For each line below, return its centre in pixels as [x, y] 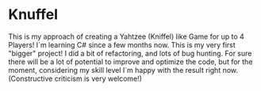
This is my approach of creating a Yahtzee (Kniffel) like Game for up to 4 [126, 36]
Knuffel [33, 15]
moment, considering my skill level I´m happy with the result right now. [123, 70]
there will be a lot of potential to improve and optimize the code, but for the [130, 62]
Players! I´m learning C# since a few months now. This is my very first [122, 44]
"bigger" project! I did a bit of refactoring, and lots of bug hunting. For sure [130, 53]
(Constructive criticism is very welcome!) [75, 78]
